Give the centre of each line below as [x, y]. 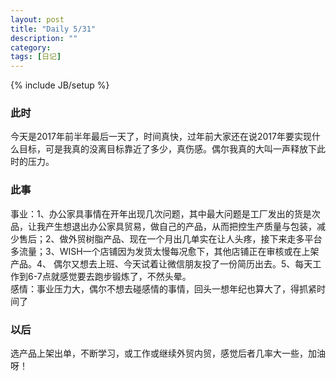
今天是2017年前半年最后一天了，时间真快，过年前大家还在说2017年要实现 [161, 137]
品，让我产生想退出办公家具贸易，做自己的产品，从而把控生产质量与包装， [163, 226]
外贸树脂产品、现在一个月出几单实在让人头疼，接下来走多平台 [195, 238]
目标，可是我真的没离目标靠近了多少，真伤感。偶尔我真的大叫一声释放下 [167, 149]
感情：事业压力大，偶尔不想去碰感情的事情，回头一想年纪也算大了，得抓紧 [163, 288]
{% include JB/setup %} [60, 85]
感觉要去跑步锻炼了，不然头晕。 [125, 276]
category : [31, 47]
